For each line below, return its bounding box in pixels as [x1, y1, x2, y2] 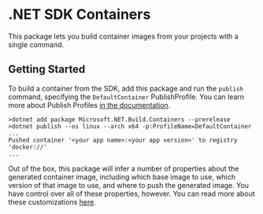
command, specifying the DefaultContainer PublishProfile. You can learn [8, 92, 245, 101]
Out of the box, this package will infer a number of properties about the [8, 164, 239, 173]
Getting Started [8, 63, 86, 76]
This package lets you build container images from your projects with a [8, 31, 239, 41]
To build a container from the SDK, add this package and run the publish [8, 83, 244, 93]
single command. [8, 39, 65, 49]
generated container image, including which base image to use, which [8, 172, 236, 182]
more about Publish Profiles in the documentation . [8, 100, 171, 109]
